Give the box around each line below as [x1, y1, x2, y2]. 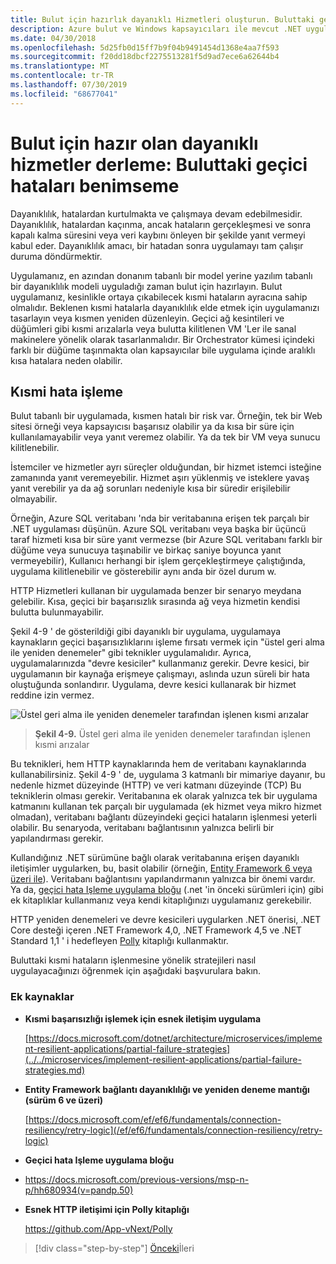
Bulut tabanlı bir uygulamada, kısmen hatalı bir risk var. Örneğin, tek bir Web [10, 410, 323, 422]
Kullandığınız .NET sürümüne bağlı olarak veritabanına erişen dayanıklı [10, 852, 300, 864]
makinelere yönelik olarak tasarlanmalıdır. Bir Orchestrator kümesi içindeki [10, 333, 315, 345]
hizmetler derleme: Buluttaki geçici [10, 153, 308, 176]
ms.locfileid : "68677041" [10, 89, 118, 99]
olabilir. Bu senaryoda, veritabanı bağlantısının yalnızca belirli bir [10, 822, 275, 834]
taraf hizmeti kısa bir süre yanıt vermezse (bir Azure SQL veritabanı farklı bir [10, 534, 323, 546]
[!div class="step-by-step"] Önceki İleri [34, 1242, 195, 1254]
